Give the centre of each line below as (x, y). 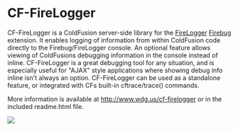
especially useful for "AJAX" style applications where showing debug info (115, 70)
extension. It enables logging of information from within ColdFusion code (114, 40)
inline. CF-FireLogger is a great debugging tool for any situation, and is (111, 62)
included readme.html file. (45, 106)
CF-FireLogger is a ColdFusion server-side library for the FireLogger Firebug (119, 33)
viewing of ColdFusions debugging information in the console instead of (113, 55)
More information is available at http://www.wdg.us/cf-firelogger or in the (115, 99)
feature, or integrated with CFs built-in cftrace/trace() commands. (103, 85)
